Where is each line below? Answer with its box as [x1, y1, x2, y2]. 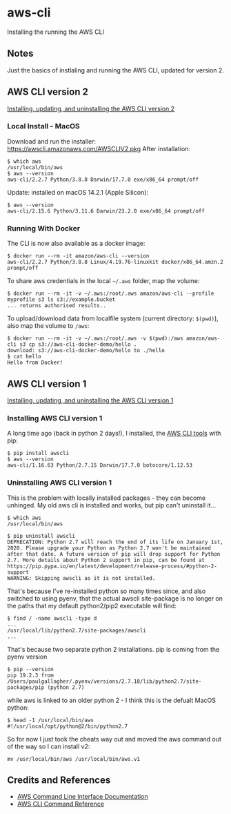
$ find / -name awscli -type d [7, 614, 97, 622]
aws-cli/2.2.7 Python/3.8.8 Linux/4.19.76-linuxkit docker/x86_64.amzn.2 [7, 259, 224, 266]
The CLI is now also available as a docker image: [7, 240, 145, 248]
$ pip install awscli [7, 450, 70, 457]
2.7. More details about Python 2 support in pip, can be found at [7, 556, 205, 563]
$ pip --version [7, 666, 54, 672]
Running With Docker [7, 223, 81, 233]
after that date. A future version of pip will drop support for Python [7, 550, 221, 557]
